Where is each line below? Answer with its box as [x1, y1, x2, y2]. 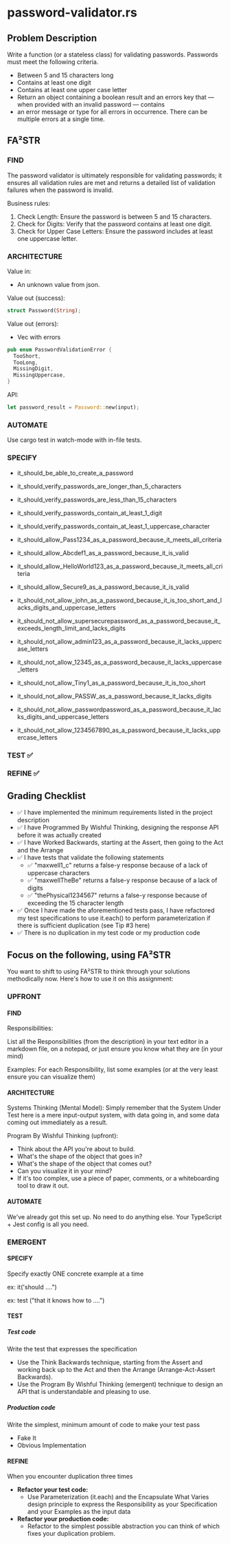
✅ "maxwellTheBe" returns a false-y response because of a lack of [27, 876, 218, 885]
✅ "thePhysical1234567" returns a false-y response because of [27, 891, 207, 899]
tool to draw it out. [16, 1181, 69, 1190]
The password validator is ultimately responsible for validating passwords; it [7, 171, 222, 180]
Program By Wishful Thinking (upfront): [7, 1132, 119, 1140]
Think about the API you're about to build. [16, 1145, 135, 1153]
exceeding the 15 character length [27, 899, 124, 908]
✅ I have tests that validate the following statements [16, 853, 165, 861]
